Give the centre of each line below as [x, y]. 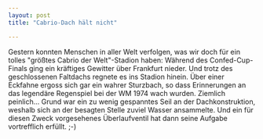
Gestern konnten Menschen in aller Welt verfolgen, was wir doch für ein [124, 52]
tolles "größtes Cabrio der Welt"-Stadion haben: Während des [108, 60]
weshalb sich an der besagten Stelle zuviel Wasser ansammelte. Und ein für [131, 109]
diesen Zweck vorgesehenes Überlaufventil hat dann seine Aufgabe [118, 118]
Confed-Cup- [231, 60]
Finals [18, 68]
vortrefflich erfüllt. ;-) [42, 127]
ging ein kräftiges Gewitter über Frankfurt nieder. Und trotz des [131, 68]
